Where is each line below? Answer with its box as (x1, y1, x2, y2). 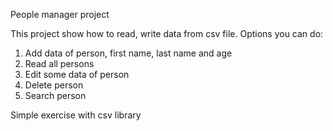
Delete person (24, 79, 84, 91)
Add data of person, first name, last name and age (24, 47, 233, 59)
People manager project (10, 9, 110, 20)
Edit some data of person (24, 69, 130, 80)
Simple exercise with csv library (10, 109, 142, 121)
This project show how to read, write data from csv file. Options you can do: (10, 28, 324, 39)
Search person (24, 90, 87, 101)
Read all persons (24, 58, 95, 69)
